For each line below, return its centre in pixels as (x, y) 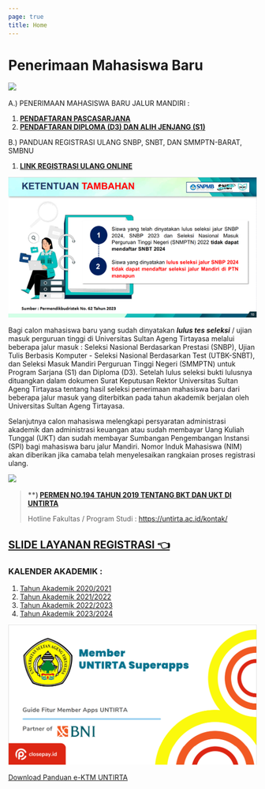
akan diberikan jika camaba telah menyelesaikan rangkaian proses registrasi (132, 455)
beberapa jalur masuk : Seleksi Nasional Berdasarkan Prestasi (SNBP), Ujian (131, 347)
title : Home (28, 25)
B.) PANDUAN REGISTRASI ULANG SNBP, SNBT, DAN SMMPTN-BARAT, (125, 142)
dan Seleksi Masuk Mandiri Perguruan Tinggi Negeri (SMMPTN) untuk (122, 364)
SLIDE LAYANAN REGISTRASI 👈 (89, 545)
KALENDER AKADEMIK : (55, 571)
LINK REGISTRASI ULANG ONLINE (76, 166)
